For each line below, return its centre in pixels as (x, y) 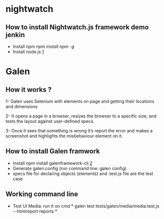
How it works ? (29, 89)
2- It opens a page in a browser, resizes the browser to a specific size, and (81, 116)
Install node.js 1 (28, 52)
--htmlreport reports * (35, 211)
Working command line (42, 194)
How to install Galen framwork (53, 151)
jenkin (15, 35)
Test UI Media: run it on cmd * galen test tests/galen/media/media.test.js (86, 206)
